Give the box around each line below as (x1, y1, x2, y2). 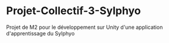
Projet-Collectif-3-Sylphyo (6, 4, 141, 18)
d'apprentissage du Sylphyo (6, 29, 75, 37)
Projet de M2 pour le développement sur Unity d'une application (6, 24, 163, 31)
